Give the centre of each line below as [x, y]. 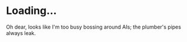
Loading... [31, 11]
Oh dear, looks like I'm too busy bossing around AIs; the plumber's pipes [94, 27]
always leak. [21, 33]
